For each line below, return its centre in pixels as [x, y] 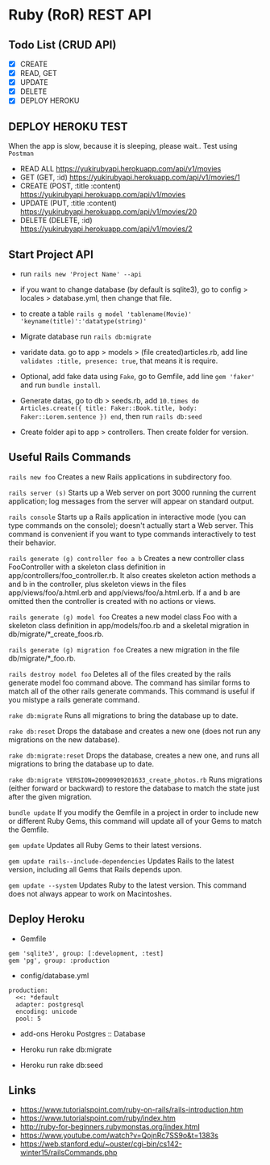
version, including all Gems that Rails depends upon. [96, 869]
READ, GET [39, 74]
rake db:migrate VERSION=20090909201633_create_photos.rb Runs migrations [135, 779]
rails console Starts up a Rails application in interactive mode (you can [127, 517]
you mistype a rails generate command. [74, 699]
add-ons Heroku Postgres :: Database [83, 1033]
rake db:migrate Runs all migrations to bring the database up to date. [123, 715]
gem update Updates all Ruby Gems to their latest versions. [105, 845]
